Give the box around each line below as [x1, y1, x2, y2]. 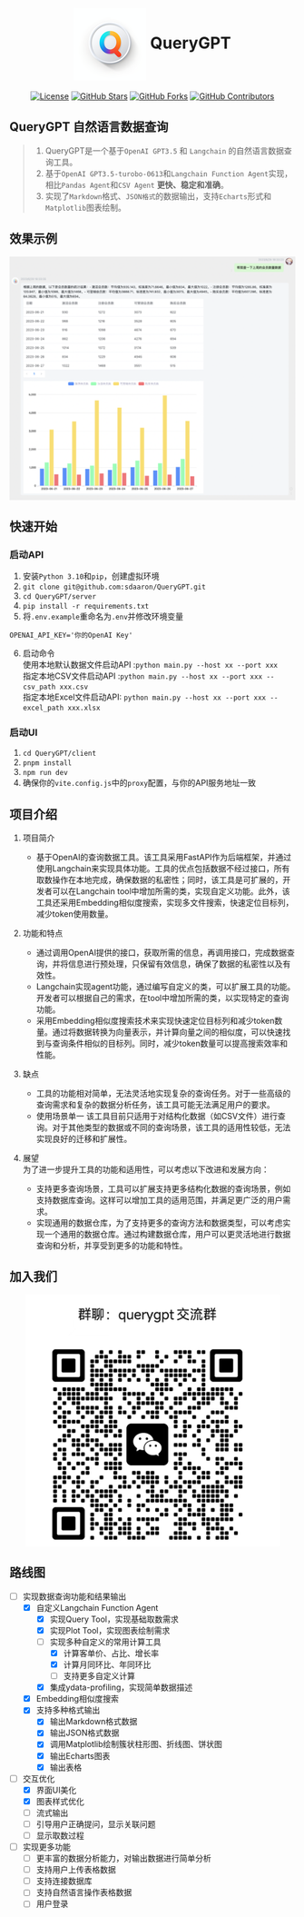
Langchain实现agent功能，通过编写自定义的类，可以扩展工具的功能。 [35, 981, 296, 992]
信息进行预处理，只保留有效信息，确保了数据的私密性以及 [67, 958, 283, 969]
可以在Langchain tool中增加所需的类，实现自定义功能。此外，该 [52, 886, 290, 897]
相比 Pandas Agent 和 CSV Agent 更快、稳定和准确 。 [44, 179, 229, 190]
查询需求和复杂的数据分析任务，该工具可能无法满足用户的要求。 [35, 1099, 275, 1110]
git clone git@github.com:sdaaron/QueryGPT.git [22, 582, 206, 591]
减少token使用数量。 [35, 909, 113, 919]
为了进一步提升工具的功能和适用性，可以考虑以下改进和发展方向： [22, 1164, 270, 1175]
